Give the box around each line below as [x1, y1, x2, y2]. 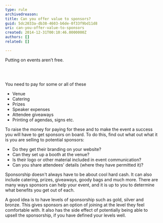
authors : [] [5, 35, 29, 40]
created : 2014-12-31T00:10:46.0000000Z [5, 30, 87, 35]
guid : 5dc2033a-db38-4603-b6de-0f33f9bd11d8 [5, 21, 98, 26]
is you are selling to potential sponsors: [5, 137, 84, 142]
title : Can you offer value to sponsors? [5, 16, 91, 21]
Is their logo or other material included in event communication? [12, 157, 141, 163]
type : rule [5, 7, 27, 12]
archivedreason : [5, 12, 38, 17]
